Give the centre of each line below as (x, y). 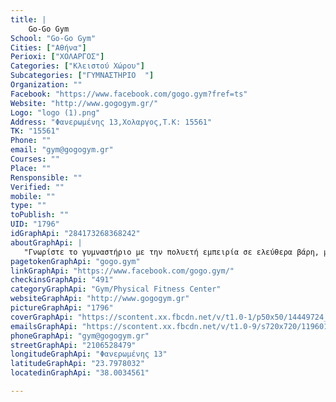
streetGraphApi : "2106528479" (73, 345)
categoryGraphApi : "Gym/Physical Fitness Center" (116, 289)
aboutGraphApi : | (46, 242)
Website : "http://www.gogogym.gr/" (84, 103)
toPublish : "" (40, 215)
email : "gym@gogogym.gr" (62, 150)
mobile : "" (33, 196)
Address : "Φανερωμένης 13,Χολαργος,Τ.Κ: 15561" (111, 122)
